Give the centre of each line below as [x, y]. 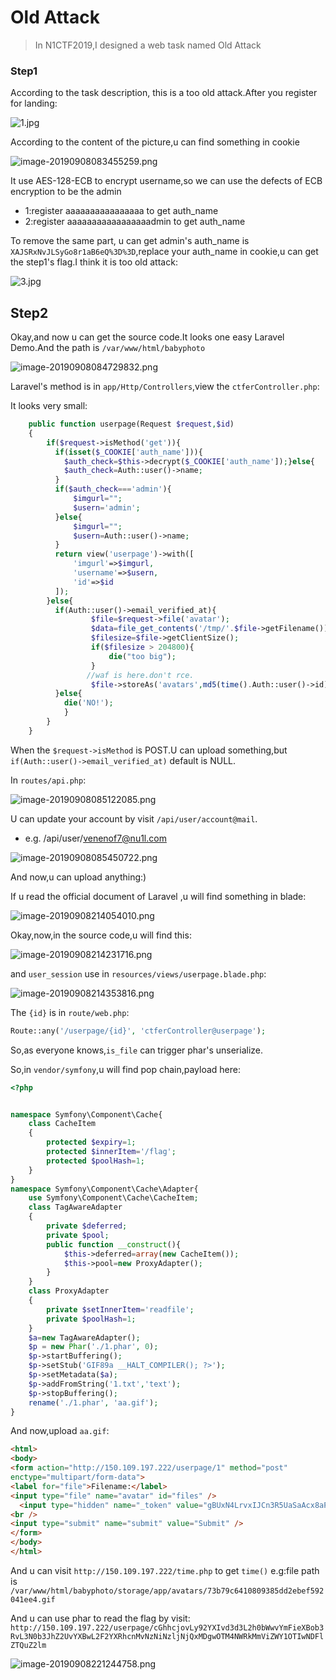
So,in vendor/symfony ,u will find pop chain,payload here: [125, 1069]
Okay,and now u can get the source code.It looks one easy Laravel [147, 337]
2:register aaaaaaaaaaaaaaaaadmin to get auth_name [135, 222]
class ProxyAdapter [69, 1291]
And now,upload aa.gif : [60, 1431]
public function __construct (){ [114, 1244]
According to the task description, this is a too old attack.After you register [164, 93]
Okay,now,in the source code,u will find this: [101, 935]
